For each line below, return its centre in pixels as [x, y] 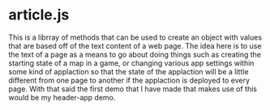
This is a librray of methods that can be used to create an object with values [135, 37]
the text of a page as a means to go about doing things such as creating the [135, 54]
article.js [39, 15]
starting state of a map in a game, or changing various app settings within [131, 63]
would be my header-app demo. [62, 97]
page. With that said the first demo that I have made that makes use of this [133, 89]
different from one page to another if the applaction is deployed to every [129, 80]
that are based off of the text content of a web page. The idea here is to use [135, 45]
